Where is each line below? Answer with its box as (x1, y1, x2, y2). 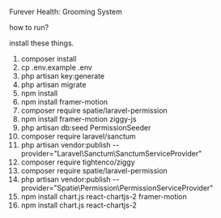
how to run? (9, 23, 49, 32)
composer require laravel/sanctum (20, 131, 136, 141)
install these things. (9, 38, 74, 48)
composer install (20, 54, 77, 63)
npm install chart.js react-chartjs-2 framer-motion (20, 192, 187, 201)
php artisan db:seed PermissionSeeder (20, 123, 151, 132)
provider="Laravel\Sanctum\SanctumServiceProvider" (20, 149, 202, 158)
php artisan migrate (20, 80, 87, 89)
